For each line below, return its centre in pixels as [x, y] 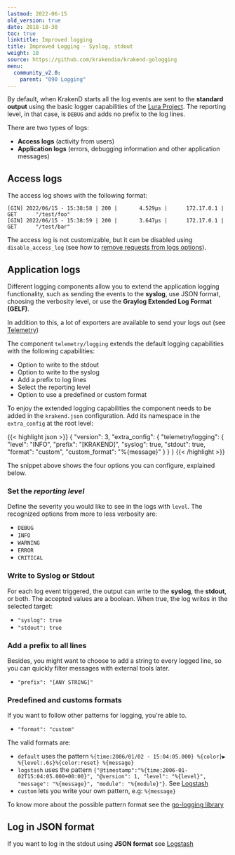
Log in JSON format [51, 826]
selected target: [30, 606]
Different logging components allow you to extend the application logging [113, 286]
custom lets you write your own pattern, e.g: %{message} [97, 791]
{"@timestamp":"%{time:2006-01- [141, 771]
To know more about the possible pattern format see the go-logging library [116, 805]
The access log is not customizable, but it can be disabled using [100, 240]
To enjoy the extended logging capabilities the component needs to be [109, 408]
